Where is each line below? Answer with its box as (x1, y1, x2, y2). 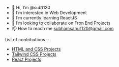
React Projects (11, 56, 42, 62)
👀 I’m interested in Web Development (11, 10, 87, 16)
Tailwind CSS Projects (11, 51, 57, 57)
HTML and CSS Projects (11, 46, 61, 52)
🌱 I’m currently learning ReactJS (11, 15, 77, 20)
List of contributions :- (4, 37, 50, 42)
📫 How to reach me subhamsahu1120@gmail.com (11, 26, 114, 31)
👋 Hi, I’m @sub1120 (11, 5, 51, 10)
